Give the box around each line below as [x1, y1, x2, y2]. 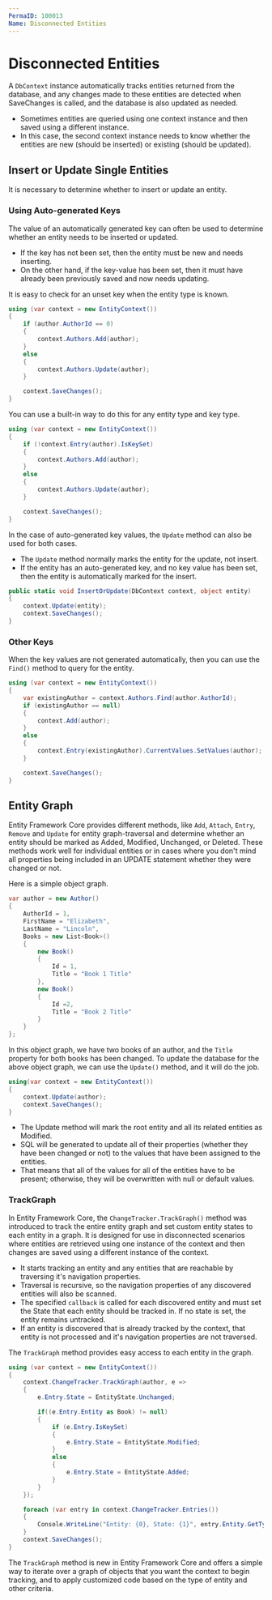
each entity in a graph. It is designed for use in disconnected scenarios [8, 1230, 245, 1239]
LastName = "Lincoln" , [23, 924, 100, 932]
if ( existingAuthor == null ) [23, 702, 121, 710]
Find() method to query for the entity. [8, 663, 135, 673]
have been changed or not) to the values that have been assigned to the [19, 1148, 261, 1158]
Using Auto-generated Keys [8, 205, 121, 216]
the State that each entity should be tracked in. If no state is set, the [19, 1306, 247, 1316]
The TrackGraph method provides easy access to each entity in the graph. [8, 1347, 253, 1357]
